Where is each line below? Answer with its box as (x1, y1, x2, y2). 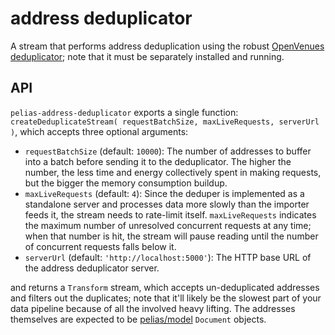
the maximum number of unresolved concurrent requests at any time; (24, 219, 312, 231)
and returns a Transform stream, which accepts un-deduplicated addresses (10, 281, 320, 293)
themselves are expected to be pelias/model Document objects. (10, 313, 267, 325)
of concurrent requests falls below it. (24, 240, 177, 252)
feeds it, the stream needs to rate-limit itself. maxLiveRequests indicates (24, 208, 317, 221)
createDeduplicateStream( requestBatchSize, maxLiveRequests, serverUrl (10, 117, 320, 127)
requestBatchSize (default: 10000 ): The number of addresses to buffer (24, 145, 312, 157)
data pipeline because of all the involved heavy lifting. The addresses (10, 302, 296, 314)
